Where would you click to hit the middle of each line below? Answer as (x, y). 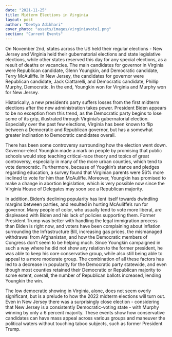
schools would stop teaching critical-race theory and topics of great (77, 156)
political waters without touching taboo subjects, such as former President (84, 324)
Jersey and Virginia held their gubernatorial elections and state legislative (83, 54)
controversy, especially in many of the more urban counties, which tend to (84, 162)
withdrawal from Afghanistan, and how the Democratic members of (77, 237)
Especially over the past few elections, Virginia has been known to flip (79, 124)
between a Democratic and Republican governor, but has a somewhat (79, 130)
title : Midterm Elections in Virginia (47, 15)
